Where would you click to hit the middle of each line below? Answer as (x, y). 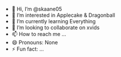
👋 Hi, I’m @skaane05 (37, 9)
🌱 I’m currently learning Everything (53, 21)
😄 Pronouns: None (35, 42)
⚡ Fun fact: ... (28, 49)
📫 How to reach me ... (39, 34)
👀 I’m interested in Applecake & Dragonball (63, 15)
